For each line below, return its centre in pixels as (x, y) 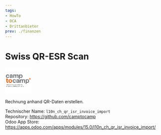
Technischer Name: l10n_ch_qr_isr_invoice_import (58, 111)
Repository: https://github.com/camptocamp (51, 117)
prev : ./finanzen (23, 32)
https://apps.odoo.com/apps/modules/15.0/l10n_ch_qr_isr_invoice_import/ (80, 127)
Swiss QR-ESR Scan (47, 57)
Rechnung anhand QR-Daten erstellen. (45, 102)
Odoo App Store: (22, 122)
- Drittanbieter (22, 26)
